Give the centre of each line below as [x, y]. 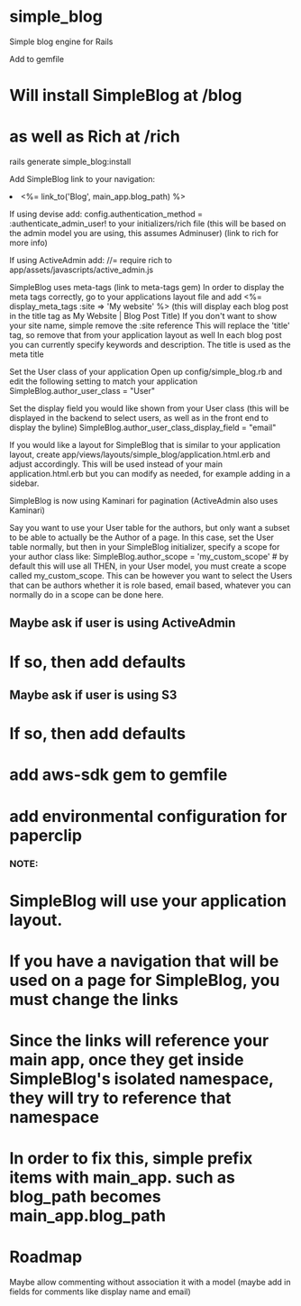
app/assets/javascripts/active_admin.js [82, 270]
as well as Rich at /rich [95, 137]
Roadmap [46, 1257]
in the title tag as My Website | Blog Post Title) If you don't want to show [143, 316]
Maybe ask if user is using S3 [93, 695]
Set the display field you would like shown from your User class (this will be [150, 408]
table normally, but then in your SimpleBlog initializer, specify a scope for [145, 547]
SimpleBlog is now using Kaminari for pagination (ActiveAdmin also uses [144, 501]
